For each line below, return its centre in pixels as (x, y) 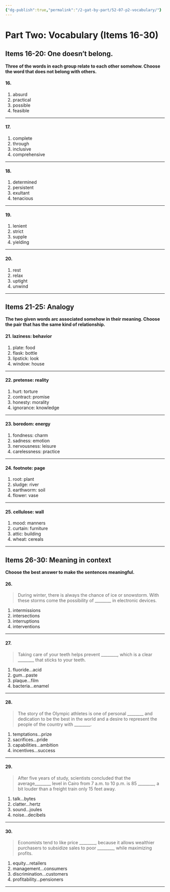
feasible (21, 110)
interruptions (26, 621)
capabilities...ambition (35, 745)
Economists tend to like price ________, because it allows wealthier (86, 843)
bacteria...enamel (31, 686)
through (21, 144)
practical (22, 100)
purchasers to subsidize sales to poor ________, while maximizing (85, 848)
